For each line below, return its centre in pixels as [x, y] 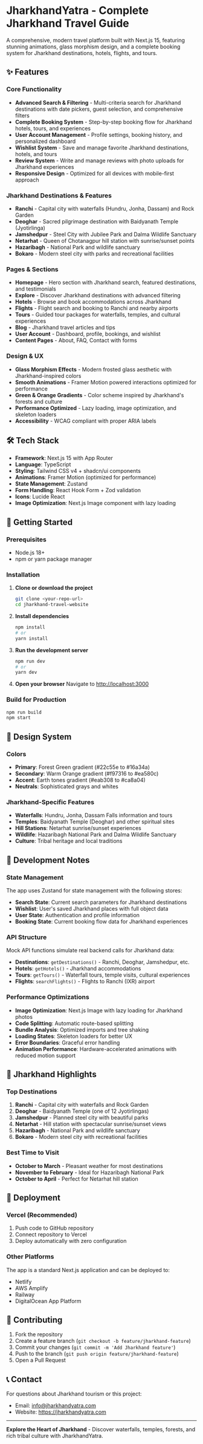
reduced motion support [45, 1055]
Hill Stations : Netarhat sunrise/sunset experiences [78, 828]
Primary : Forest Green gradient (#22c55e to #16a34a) [82, 767]
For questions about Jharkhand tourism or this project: [74, 1394]
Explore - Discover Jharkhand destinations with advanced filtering [98, 295]
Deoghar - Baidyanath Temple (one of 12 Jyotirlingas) [82, 1111]
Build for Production [36, 700]
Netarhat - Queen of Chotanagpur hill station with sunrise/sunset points [105, 240]
